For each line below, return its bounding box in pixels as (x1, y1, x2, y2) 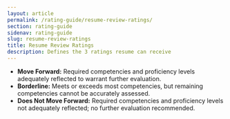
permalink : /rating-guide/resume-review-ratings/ (7, 17, 153, 23)
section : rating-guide (7, 23, 73, 30)
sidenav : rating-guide (7, 29, 73, 36)
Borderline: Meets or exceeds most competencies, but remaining (17, 82, 204, 90)
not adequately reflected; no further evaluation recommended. (17, 104, 195, 112)
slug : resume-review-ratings (7, 36, 91, 43)
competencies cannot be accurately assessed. (17, 89, 151, 97)
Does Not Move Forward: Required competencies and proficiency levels (17, 96, 224, 105)
